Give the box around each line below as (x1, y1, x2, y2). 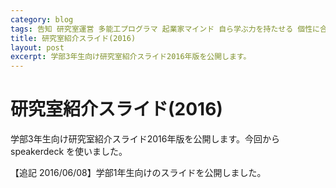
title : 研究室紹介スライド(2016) (10, 33, 137, 43)
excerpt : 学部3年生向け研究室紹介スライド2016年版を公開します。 (10, 52, 252, 62)
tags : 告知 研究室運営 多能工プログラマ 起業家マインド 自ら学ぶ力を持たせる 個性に (10, 24, 320, 34)
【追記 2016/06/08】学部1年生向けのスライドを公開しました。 (10, 167, 267, 179)
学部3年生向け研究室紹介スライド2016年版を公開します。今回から (10, 133, 280, 145)
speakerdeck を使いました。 (10, 146, 128, 158)
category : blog (10, 14, 74, 25)
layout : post (10, 42, 65, 53)
